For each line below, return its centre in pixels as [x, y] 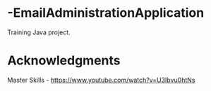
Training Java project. [39, 32]
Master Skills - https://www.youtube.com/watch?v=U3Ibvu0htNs [101, 80]
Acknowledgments [64, 61]
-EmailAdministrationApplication [106, 13]
